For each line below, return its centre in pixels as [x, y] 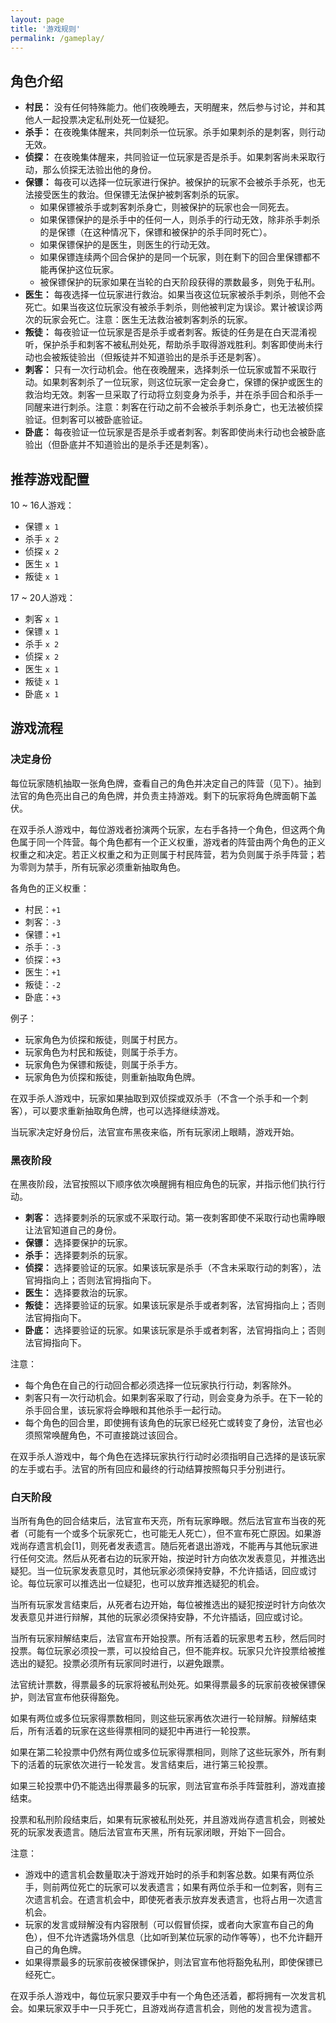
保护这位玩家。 [88, 270]
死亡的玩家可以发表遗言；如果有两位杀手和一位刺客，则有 [196, 1887]
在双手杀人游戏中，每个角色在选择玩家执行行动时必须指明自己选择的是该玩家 [168, 1456]
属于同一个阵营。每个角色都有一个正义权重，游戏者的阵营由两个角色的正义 [172, 842]
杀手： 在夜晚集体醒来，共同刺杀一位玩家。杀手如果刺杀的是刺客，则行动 [175, 132]
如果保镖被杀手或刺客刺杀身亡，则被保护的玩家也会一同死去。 [167, 207]
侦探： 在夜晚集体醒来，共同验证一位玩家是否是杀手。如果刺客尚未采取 [170, 157]
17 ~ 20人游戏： [43, 597]
